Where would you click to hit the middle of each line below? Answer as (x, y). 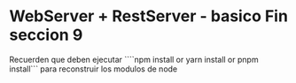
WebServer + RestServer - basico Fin (148, 16)
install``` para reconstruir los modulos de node (93, 69)
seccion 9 (46, 35)
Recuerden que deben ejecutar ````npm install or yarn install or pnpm (134, 59)
